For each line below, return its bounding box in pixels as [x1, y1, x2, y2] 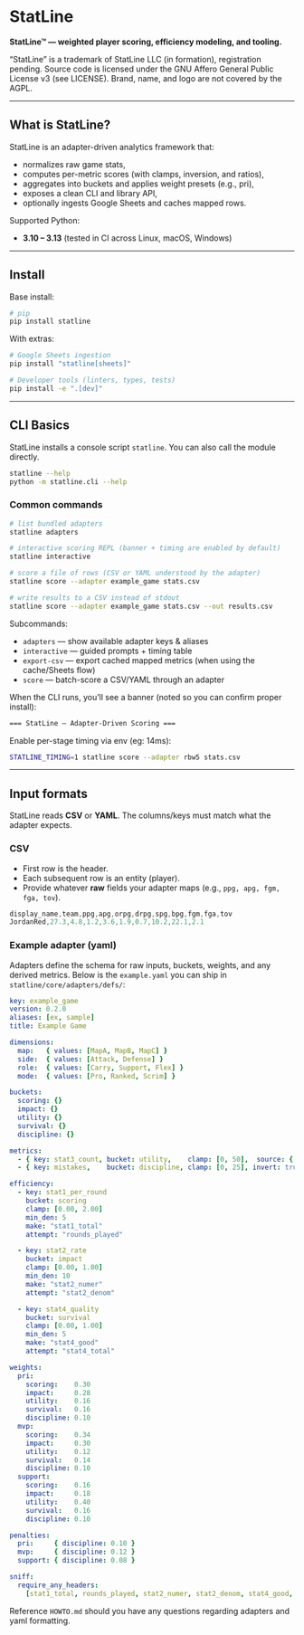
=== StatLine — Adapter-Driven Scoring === [9, 718, 176, 727]
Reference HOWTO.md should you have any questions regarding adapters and [9, 1605, 290, 1616]
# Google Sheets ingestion [9, 351, 111, 360]
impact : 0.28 [25, 1388, 91, 1397]
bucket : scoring [25, 1196, 88, 1205]
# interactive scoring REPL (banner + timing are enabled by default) [9, 544, 281, 553]
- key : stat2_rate [17, 1246, 88, 1255]
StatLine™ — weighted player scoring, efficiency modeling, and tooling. [9, 36, 282, 47]
